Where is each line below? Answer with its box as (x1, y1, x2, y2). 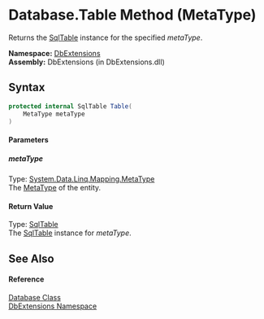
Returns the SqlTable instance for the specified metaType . (8, 33, 203, 42)
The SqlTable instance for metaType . (8, 228, 132, 238)
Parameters (8, 134, 49, 144)
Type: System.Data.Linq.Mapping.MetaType (8, 173, 155, 184)
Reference (8, 274, 45, 284)
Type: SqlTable (8, 220, 58, 229)
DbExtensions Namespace (8, 301, 97, 311)
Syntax (8, 81, 45, 94)
